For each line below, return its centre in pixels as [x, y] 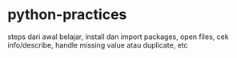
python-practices [67, 15]
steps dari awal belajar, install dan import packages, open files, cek [118, 37]
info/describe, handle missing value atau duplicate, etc [98, 44]
